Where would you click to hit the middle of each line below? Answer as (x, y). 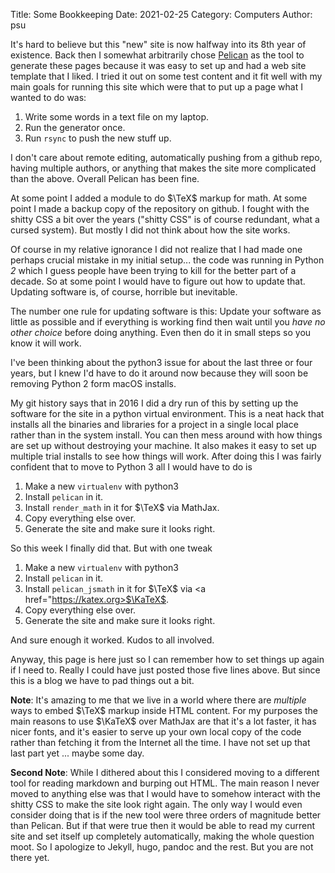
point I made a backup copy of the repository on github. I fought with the (160, 208)
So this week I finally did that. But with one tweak (111, 548)
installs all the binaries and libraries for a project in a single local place (154, 424)
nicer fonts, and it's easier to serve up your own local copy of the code (156, 732)
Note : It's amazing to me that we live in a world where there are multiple (158, 700)
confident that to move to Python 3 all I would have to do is (131, 467)
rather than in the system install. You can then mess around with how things (166, 435)
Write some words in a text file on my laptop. (117, 117)
